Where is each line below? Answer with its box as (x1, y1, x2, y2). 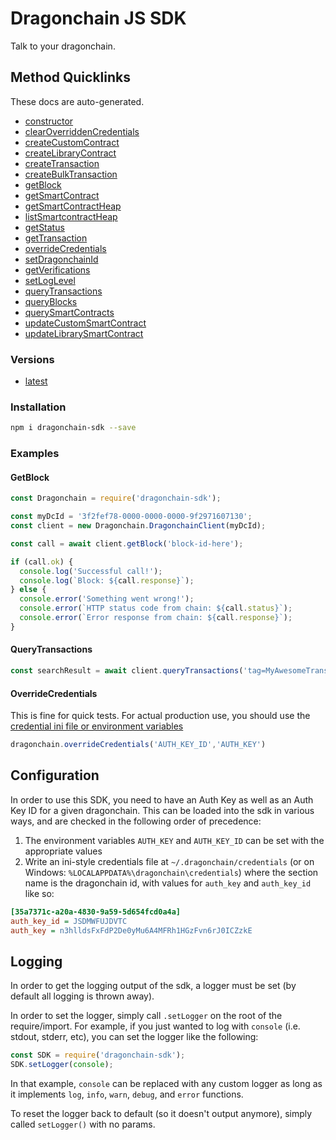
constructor (24, 115, 74, 127)
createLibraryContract (24, 147, 117, 159)
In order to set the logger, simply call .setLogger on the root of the (10, 1010, 283, 1022)
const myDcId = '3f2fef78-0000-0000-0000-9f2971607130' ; (10, 512, 253, 522)
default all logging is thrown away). (10, 990, 155, 1002)
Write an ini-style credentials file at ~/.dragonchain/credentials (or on (24, 855, 315, 867)
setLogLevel (24, 274, 76, 286)
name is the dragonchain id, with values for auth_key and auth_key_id (24, 877, 312, 889)
